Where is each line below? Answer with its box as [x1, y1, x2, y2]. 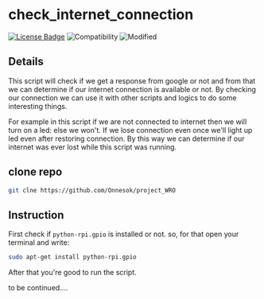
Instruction [8, 208, 64, 222]
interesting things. [8, 101, 68, 111]
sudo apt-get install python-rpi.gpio [8, 253, 137, 262]
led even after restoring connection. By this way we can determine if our [8, 134, 245, 143]
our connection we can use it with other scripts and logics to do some [8, 93, 237, 103]
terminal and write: [8, 238, 70, 247]
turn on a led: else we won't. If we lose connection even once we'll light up [8, 125, 253, 134]
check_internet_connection [8, 6, 194, 24]
